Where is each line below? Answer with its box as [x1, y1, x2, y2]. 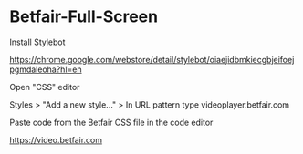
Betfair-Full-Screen [9, 6, 158, 27]
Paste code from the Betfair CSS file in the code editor [9, 117, 214, 128]
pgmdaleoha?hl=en [9, 64, 82, 75]
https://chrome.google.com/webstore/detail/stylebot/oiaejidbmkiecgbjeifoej [9, 54, 295, 65]
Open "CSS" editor [9, 81, 80, 92]
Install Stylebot [9, 36, 66, 47]
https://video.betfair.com [9, 134, 103, 145]
